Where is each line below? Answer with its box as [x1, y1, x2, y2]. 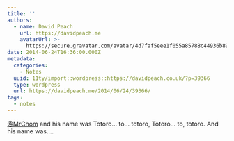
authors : [7, 17, 33, 24]
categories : [13, 62, 49, 69]
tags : [7, 94, 23, 101]
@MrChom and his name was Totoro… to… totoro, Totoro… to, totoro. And [7, 119, 219, 128]
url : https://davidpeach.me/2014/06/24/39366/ [13, 88, 151, 94]
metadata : [7, 56, 36, 63]
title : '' [7, 10, 36, 17]
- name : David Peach [13, 23, 73, 30]
